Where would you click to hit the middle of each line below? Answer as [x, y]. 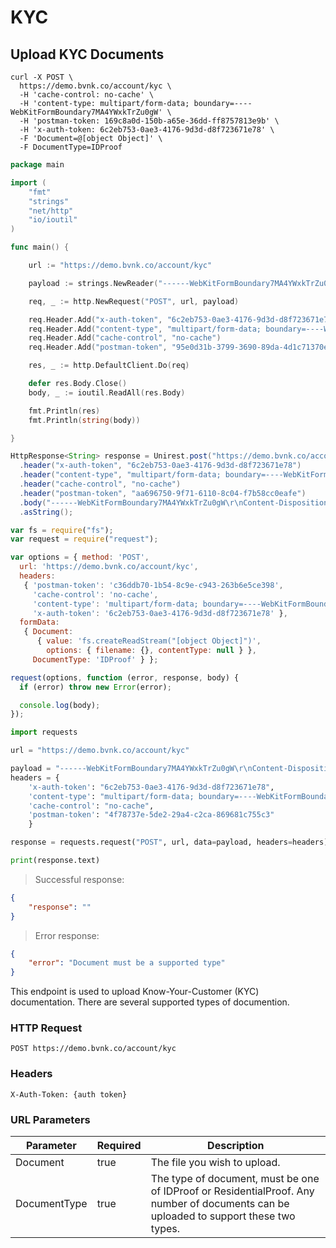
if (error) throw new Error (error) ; [95, 687]
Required [119, 1146]
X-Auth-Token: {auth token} [69, 1094]
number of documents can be [220, 1204]
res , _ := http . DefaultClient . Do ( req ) [109, 366]
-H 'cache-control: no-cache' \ [87, 95]
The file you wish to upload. [215, 1163]
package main [37, 165]
